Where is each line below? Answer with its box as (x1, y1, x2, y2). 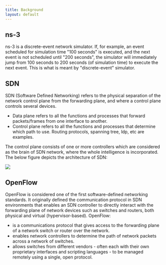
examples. (12, 134, 34, 140)
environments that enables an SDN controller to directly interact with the (5, 202, 154, 208)
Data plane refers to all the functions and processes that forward (12, 113, 146, 119)
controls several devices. (5, 103, 57, 109)
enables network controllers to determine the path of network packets (12, 233, 157, 239)
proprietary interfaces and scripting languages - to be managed (12, 249, 144, 255)
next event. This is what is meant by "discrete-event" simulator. (5, 65, 136, 71)
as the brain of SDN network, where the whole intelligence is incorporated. (5, 149, 159, 155)
